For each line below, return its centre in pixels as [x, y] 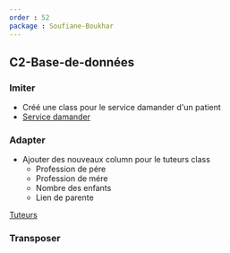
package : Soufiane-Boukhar [62, 26]
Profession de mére [72, 179]
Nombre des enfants [73, 188]
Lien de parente [64, 197]
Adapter [28, 140]
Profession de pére [71, 169]
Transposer [35, 239]
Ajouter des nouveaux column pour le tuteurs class [116, 160]
